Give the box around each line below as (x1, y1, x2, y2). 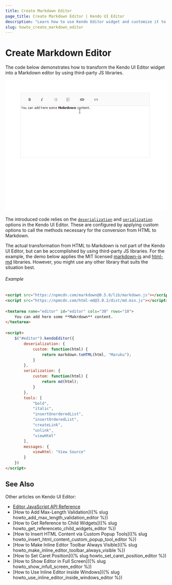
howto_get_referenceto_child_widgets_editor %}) (12, 525, 116, 531)
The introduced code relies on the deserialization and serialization (5, 216, 153, 222)
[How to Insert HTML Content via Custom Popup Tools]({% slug (12, 531, 147, 537)
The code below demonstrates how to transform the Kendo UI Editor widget (5, 64, 165, 70)
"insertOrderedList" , (32, 417, 79, 422)
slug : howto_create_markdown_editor (5, 25, 83, 30)
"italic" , (32, 406, 54, 412)
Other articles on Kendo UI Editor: (5, 493, 76, 500)
